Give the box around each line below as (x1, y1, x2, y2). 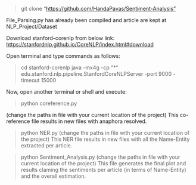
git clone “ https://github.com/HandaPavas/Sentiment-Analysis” (20, 5, 176, 12)
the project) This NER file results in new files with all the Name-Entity (20, 135, 190, 143)
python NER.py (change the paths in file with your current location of (20, 129, 189, 136)
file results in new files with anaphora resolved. (31, 118, 147, 125)
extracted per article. (20, 142, 73, 149)
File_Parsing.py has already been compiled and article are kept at (6, 17, 167, 23)
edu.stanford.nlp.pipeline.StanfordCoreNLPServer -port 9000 (20, 70, 172, 77)
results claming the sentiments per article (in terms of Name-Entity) (20, 166, 186, 173)
